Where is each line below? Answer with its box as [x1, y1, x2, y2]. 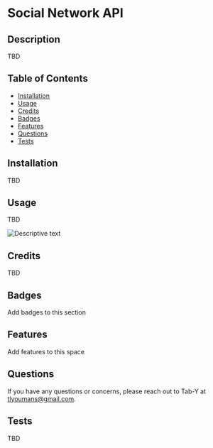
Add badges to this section [7, 308, 87, 317]
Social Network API [7, 5, 124, 21]
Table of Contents [7, 72, 89, 84]
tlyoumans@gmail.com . [7, 394, 76, 403]
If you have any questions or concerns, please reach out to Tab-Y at [7, 387, 207, 395]
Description [7, 33, 60, 45]
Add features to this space [7, 347, 85, 356]
